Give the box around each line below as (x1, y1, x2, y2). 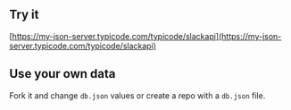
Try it (9, 7, 39, 22)
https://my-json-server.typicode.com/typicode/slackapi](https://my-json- (12, 30, 282, 41)
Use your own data (9, 66, 116, 81)
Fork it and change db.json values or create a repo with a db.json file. (9, 89, 266, 101)
